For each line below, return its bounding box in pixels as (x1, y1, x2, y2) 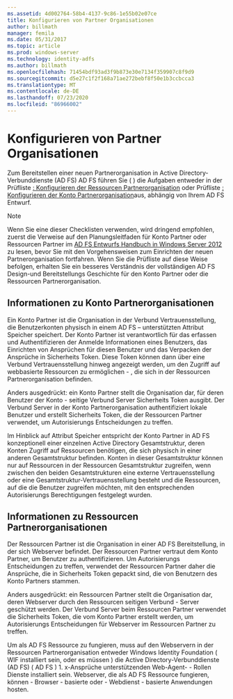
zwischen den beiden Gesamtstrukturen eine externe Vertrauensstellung (7, 468, 216, 477)
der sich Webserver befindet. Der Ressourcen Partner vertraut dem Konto (7, 547, 218, 556)
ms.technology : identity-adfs (7, 56, 95, 63)
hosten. (7, 685, 29, 693)
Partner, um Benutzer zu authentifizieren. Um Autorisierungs (7, 555, 181, 563)
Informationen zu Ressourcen (7, 511, 139, 523)
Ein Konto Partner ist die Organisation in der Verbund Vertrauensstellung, (7, 315, 216, 324)
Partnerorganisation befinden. (7, 375, 93, 383)
